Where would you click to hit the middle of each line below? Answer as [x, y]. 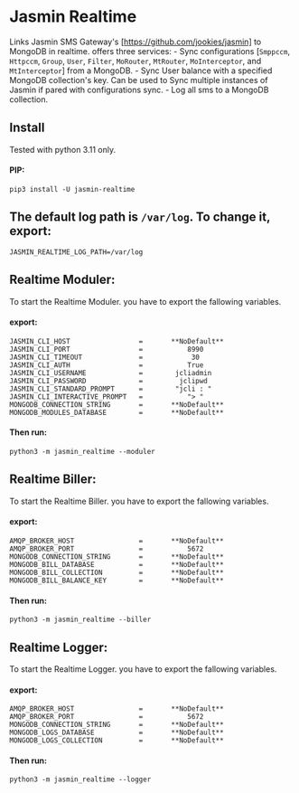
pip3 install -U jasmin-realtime [72, 189]
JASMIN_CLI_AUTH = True [107, 365]
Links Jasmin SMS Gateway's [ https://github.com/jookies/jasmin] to [135, 42]
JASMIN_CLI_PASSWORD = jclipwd [108, 381]
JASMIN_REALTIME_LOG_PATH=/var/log [76, 252]
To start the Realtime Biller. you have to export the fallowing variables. [139, 501]
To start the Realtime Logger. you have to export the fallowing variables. [143, 669]
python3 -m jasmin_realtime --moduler [82, 451]
